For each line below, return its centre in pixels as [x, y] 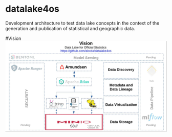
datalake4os [33, 9]
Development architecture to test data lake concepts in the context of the [82, 23]
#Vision [13, 38]
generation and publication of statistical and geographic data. [70, 28]
